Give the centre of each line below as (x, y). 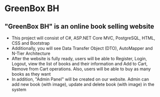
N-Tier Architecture (31, 53)
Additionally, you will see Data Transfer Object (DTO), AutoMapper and (82, 48)
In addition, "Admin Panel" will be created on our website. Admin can (80, 79)
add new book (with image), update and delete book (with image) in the (83, 84)
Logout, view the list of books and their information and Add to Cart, (80, 64)
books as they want (31, 74)
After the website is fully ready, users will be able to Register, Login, (79, 58)
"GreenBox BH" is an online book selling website (80, 26)
